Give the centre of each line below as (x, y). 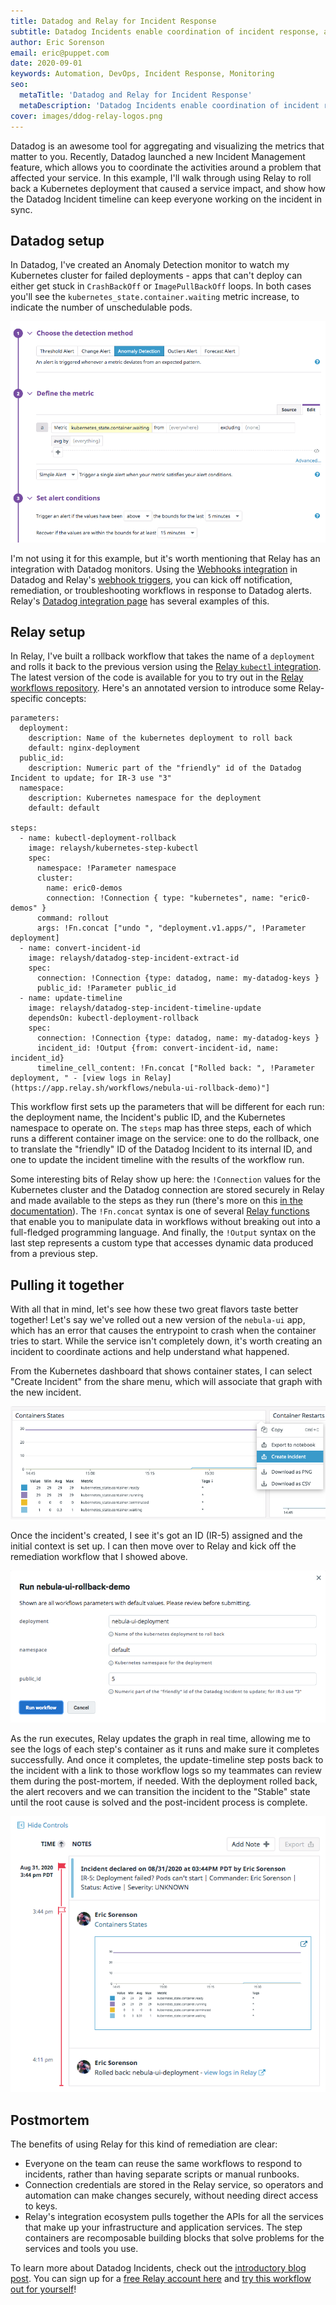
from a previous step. (54, 1254)
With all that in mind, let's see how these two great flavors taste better (154, 1309)
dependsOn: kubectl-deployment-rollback (113, 1018)
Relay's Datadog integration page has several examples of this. (140, 601)
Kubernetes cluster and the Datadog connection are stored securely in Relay (167, 1190)
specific (27, 699)
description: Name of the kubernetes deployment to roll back (160, 738)
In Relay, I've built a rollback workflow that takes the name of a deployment (163, 656)
